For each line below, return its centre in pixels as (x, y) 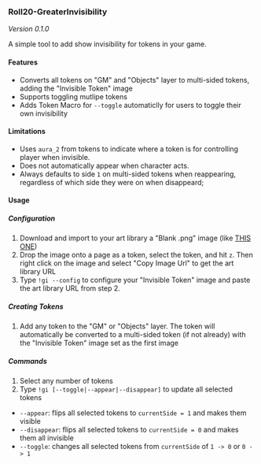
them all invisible (47, 438)
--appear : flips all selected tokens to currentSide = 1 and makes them (133, 413)
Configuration (32, 218)
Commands (28, 361)
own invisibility (44, 113)
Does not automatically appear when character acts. (104, 165)
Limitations (27, 132)
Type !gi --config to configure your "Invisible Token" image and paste (135, 280)
